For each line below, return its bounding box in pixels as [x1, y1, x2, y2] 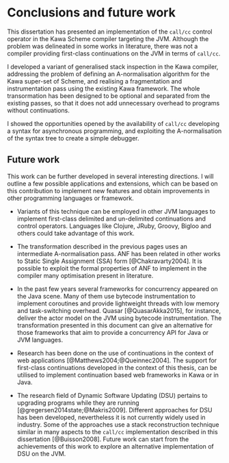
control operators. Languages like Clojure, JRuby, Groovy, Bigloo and [16, 221, 212, 230]
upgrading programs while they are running [16, 399, 139, 407]
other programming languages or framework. [7, 194, 135, 202]
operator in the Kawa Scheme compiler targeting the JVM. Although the [7, 34, 209, 42]
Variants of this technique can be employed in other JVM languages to [16, 207, 216, 215]
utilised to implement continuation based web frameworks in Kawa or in [16, 371, 219, 379]
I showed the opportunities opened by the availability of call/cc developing [7, 119, 220, 127]
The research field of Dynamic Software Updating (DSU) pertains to [16, 391, 208, 399]
